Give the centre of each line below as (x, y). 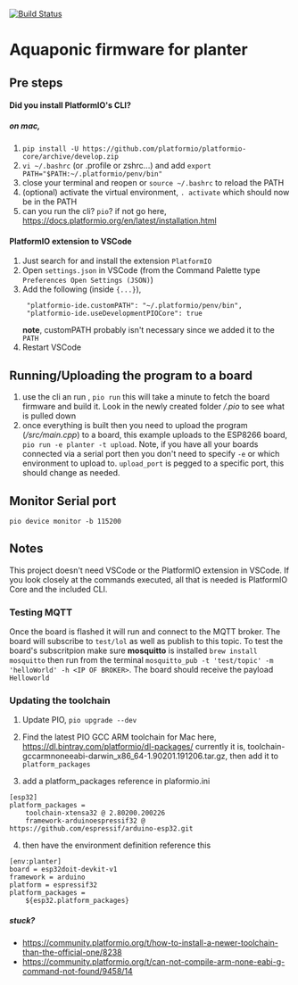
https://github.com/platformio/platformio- (165, 149)
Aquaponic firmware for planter (128, 50)
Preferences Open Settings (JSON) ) (87, 280)
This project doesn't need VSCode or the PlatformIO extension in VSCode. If (149, 570)
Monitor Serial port (63, 501)
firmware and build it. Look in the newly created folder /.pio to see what (153, 407)
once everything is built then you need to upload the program (135, 426)
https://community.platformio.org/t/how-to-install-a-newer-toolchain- (150, 943)
